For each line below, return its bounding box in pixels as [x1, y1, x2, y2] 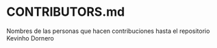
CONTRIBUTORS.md [6, 4, 125, 20]
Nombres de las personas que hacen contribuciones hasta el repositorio [6, 27, 210, 35]
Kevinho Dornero [6, 34, 54, 42]
